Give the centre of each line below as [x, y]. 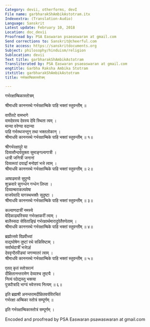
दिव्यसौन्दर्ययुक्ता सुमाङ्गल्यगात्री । [31, 152]
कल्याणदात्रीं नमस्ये [19, 210]
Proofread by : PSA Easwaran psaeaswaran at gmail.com [61, 37]
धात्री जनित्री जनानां [20, 158]
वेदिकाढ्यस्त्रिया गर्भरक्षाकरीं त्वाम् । [31, 215]
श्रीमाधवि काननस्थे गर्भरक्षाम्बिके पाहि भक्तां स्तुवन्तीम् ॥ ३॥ [49, 200]
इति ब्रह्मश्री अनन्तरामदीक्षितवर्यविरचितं [33, 294]
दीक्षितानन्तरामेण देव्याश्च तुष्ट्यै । [30, 273]
